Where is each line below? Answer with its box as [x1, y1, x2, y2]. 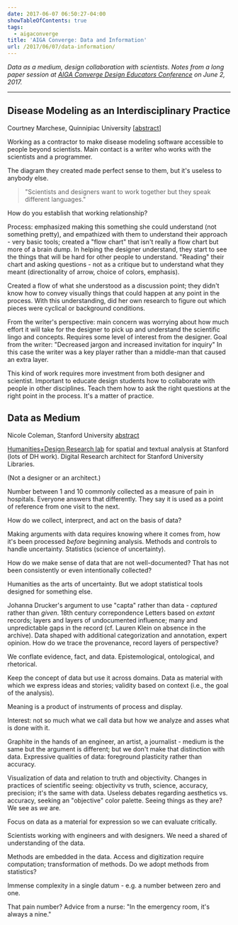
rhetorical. [7, 659, 38, 668]
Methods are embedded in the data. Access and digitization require [7, 852, 204, 861]
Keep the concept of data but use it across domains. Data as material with [7, 674, 223, 682]
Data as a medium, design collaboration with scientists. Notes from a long [7, 63, 225, 71]
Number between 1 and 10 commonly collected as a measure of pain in [7, 487, 214, 496]
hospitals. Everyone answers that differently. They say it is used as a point [7, 494, 224, 503]
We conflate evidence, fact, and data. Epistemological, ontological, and [7, 652, 215, 661]
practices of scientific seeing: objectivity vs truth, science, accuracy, [7, 781, 208, 790]
